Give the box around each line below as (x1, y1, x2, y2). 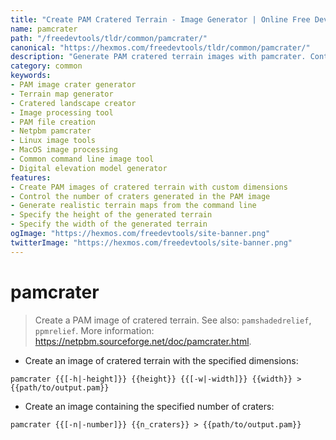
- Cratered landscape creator (10, 98, 137, 108)
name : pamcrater (10, 24, 78, 34)
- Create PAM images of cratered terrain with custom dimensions (10, 182, 288, 192)
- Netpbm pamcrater (10, 126, 92, 136)
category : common (10, 61, 83, 71)
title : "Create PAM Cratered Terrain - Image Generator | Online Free (10, 14, 311, 25)
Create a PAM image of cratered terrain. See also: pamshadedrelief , (34, 314, 312, 326)
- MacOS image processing (10, 145, 118, 155)
